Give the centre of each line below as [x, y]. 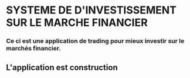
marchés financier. [34, 49]
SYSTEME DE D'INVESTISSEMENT [91, 10]
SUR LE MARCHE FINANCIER [77, 23]
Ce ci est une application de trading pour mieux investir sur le [95, 41]
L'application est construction [62, 67]
